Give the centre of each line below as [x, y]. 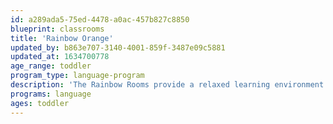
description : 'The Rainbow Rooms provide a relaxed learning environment [167, 85]
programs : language [51, 94]
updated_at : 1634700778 [60, 57]
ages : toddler [40, 103]
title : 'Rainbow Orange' [62, 38]
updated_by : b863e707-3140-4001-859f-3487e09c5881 [118, 47]
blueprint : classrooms [57, 29]
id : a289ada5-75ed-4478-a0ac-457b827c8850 [100, 19]
